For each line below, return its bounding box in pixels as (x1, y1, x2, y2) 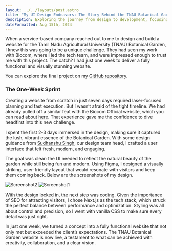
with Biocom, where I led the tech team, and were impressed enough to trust (5, 52, 167, 58)
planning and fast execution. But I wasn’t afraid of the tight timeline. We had (5, 103, 165, 109)
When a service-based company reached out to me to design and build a (5, 36, 160, 42)
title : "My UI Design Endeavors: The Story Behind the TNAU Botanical (5, 12, 159, 17)
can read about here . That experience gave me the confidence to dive (5, 114, 153, 120)
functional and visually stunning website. (5, 63, 91, 69)
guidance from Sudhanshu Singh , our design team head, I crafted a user (5, 140, 158, 146)
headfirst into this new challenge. (5, 119, 76, 126)
